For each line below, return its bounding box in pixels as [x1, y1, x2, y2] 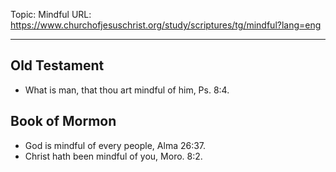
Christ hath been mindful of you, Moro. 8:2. [24, 150, 203, 162]
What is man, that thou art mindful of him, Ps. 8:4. [24, 84, 230, 96]
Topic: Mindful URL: [10, 9, 92, 20]
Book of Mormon [10, 113, 117, 130]
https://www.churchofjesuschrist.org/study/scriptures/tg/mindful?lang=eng [10, 19, 322, 31]
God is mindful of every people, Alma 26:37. [24, 139, 207, 151]
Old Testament [10, 57, 105, 74]
